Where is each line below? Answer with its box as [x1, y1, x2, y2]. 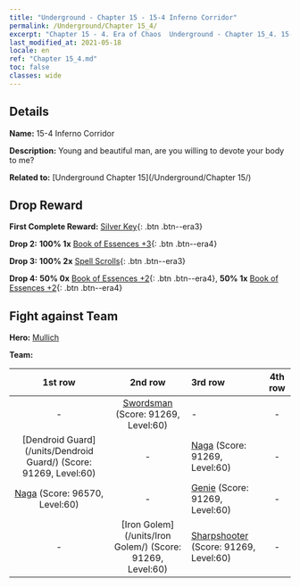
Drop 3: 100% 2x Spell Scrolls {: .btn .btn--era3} [9, 256, 186, 267]
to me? [9, 154, 35, 165]
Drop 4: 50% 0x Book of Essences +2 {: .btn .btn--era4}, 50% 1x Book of [9, 273, 279, 284]
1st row [42, 376, 76, 389]
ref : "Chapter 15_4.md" [9, 54, 98, 63]
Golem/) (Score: [114, 541, 181, 553]
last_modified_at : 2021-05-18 [9, 37, 122, 47]
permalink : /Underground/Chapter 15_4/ [9, 21, 158, 30]
